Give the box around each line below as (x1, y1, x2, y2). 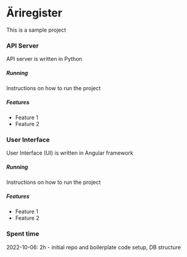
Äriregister (6, 6, 63, 20)
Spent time (6, 230, 40, 238)
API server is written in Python (6, 55, 82, 63)
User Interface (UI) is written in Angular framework (6, 149, 134, 157)
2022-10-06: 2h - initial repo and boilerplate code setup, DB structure (6, 244, 181, 251)
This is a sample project (6, 26, 66, 33)
